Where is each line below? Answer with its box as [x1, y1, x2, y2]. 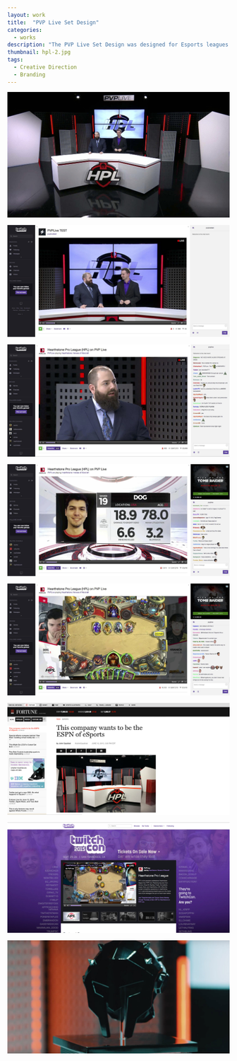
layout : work [7, 11, 46, 18]
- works [13, 34, 37, 41]
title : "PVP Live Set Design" [7, 18, 99, 26]
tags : [7, 57, 23, 64]
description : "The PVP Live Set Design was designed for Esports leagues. [7, 41, 232, 49]
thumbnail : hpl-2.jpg [7, 49, 71, 56]
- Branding [13, 71, 46, 78]
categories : [7, 26, 42, 33]
